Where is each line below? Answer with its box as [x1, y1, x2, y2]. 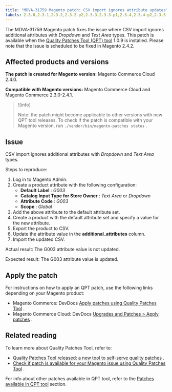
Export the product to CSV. [12, 225, 70, 232]
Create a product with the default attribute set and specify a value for [12, 215, 159, 221]
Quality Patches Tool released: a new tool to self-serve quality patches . [12, 355, 165, 361]
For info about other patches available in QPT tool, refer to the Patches [5, 375, 155, 382]
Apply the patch [5, 271, 58, 280]
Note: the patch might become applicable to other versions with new [17, 112, 163, 118]
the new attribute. [12, 220, 50, 226]
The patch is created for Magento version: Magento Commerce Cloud [5, 71, 155, 77]
